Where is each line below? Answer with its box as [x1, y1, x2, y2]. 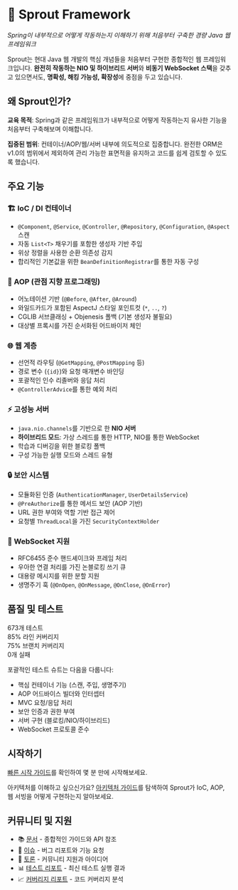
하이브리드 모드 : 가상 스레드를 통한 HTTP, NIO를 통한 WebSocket [17, 433, 200, 442]
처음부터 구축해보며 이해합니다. [7, 125, 94, 133]
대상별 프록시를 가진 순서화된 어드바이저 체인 [17, 321, 142, 329]
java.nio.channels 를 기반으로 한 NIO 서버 [17, 424, 136, 433]
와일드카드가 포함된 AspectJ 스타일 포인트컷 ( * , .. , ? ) [17, 303, 167, 312]
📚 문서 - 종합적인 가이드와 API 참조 [17, 835, 117, 844]
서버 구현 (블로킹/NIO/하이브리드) [17, 716, 110, 724]
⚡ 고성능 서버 [7, 404, 50, 414]
